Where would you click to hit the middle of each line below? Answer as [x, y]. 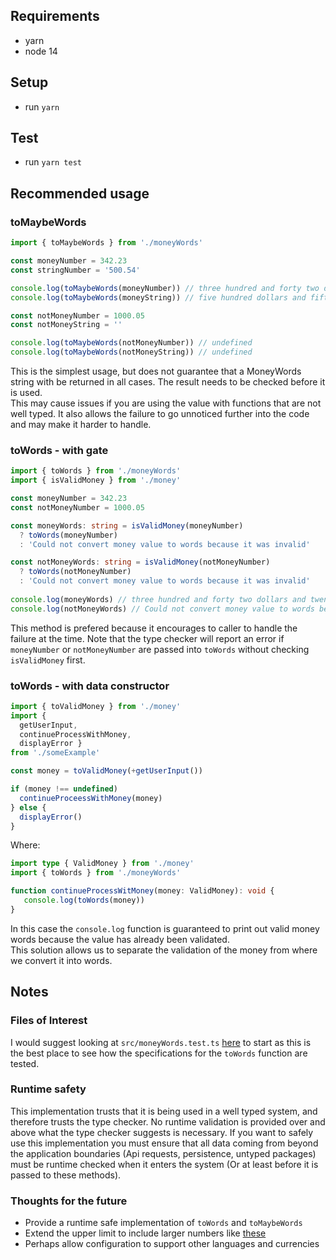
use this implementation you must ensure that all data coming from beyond [164, 1143]
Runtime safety [48, 1089]
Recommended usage [80, 193]
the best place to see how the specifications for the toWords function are [159, 1053]
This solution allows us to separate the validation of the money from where [164, 950]
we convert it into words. [61, 960]
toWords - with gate [59, 450]
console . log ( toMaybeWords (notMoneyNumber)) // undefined [131, 343]
